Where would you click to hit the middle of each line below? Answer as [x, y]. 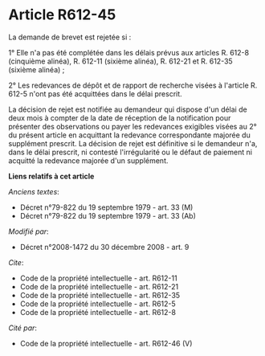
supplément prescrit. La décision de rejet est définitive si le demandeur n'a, [133, 143]
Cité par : [23, 328]
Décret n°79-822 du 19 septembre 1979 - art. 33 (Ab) [108, 215]
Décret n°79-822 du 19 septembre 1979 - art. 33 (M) [106, 207]
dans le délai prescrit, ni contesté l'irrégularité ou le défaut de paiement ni [130, 152]
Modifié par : [29, 231]
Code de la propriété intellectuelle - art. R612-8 [98, 312]
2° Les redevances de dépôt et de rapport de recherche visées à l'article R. [133, 85]
